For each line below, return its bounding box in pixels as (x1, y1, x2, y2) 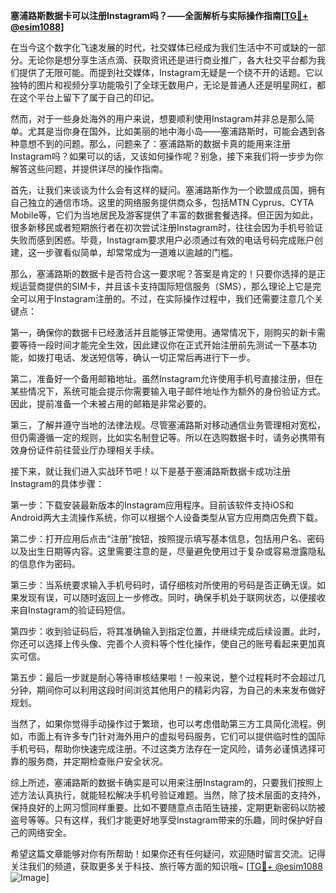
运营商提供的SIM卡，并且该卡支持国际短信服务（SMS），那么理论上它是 (18, 280, 313, 292)
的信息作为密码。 (10, 558, 81, 569)
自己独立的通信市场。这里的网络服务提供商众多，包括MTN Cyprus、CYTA (10, 197, 315, 208)
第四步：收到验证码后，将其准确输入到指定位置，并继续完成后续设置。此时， (10, 625, 326, 637)
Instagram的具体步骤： (10, 478, 105, 489)
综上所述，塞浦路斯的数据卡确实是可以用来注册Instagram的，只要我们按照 (10, 777, 315, 788)
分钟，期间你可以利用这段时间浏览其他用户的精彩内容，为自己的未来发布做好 (10, 684, 326, 696)
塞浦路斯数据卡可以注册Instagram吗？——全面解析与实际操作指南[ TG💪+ (10, 10, 309, 21)
